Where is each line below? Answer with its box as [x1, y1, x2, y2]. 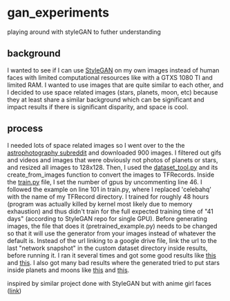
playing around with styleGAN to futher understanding [7, 28, 161, 36]
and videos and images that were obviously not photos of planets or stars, [7, 155, 218, 164]
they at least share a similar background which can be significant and [7, 95, 205, 104]
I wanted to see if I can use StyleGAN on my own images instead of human [7, 66, 220, 74]
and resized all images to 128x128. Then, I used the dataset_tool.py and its [7, 163, 218, 171]
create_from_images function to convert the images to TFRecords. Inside [7, 171, 215, 179]
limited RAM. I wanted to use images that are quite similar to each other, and [7, 81, 224, 89]
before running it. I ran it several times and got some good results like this [7, 251, 216, 260]
